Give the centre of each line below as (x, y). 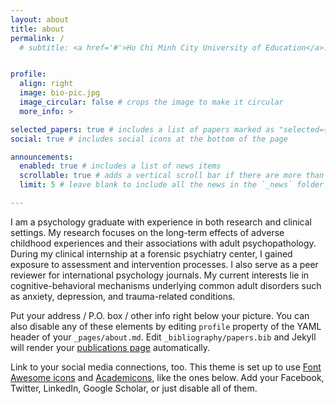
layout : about (40, 19)
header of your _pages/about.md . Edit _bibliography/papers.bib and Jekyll (163, 337)
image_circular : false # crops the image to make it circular (151, 102)
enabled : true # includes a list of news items (120, 166)
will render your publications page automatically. (110, 347)
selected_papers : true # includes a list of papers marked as (142, 129)
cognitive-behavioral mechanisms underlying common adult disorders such (166, 285)
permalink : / (37, 38)
